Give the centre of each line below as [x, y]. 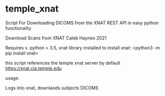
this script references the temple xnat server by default [63, 63]
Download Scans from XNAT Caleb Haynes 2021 [56, 38]
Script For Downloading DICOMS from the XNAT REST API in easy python [82, 23]
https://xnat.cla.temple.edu [34, 68]
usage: [12, 78]
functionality [18, 28]
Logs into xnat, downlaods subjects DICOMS [52, 88]
